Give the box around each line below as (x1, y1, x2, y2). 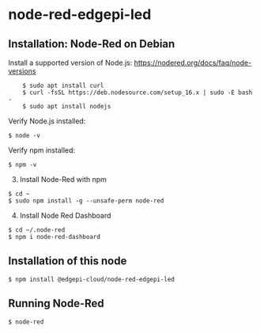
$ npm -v (8, 161, 37, 168)
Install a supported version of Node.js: (8, 58, 133, 67)
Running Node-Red (8, 297, 104, 310)
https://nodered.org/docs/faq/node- (134, 58, 252, 67)
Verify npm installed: (8, 146, 76, 155)
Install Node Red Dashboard (19, 211, 111, 220)
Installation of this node (8, 255, 127, 268)
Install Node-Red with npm (19, 175, 107, 184)
